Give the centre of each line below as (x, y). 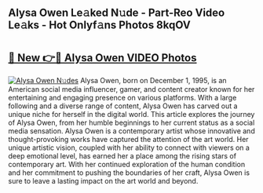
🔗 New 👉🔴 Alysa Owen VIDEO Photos (102, 58)
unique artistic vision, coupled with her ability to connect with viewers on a (129, 147)
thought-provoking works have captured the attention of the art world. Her (128, 139)
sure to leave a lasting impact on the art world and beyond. (103, 181)
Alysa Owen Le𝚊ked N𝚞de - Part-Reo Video (117, 13)
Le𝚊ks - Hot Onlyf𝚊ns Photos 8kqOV (99, 25)
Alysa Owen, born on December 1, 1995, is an (153, 80)
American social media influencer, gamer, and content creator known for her (131, 89)
